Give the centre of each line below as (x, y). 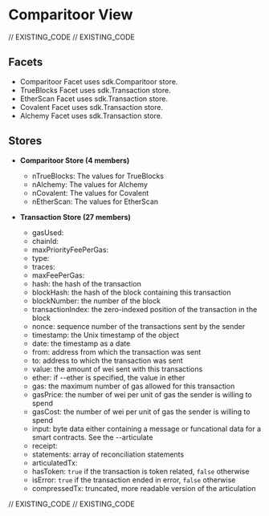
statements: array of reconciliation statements (108, 454)
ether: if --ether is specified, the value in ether (108, 377)
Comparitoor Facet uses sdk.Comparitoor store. (99, 81)
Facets (26, 62)
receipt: (45, 445)
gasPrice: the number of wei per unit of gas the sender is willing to (142, 394)
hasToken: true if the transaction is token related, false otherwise (141, 471)
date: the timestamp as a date (81, 343)
